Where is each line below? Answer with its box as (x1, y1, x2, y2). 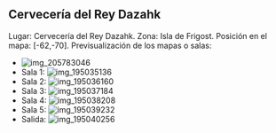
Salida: (20, 113, 46, 124)
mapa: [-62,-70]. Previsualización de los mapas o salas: (8, 40, 212, 51)
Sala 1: (20, 66, 45, 77)
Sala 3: (20, 85, 47, 96)
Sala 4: (20, 95, 47, 106)
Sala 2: (20, 75, 47, 87)
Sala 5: (20, 104, 47, 114)
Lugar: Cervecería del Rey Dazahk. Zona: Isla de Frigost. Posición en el (8, 30, 268, 41)
